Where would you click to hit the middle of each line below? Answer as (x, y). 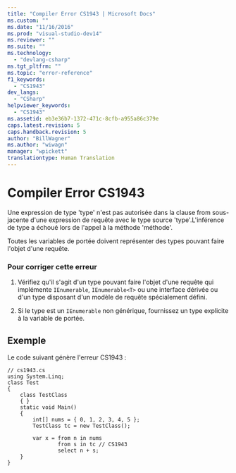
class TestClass (44, 395)
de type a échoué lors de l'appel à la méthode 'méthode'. (90, 227)
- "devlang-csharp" (42, 60)
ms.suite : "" (26, 47)
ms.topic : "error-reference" (50, 73)
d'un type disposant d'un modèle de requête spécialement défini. (112, 297)
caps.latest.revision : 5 (44, 125)
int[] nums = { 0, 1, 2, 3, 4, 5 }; (86, 419)
